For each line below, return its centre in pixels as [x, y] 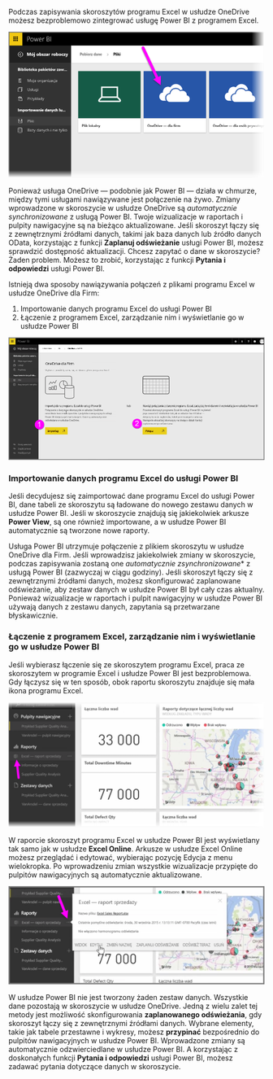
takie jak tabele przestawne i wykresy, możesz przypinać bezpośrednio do [134, 1032]
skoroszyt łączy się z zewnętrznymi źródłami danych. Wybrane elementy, [131, 1024]
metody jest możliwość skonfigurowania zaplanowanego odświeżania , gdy [135, 1015]
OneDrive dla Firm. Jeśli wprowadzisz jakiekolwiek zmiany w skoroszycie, [132, 555]
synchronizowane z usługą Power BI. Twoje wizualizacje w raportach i [126, 217]
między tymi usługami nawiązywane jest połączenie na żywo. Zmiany [125, 199]
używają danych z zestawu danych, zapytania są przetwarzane [115, 607]
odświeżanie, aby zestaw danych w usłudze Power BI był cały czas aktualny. [136, 590]
